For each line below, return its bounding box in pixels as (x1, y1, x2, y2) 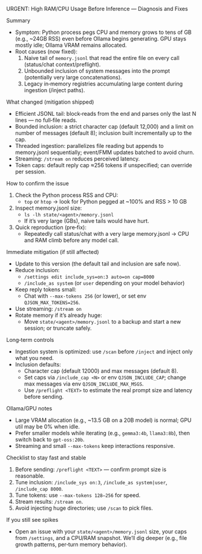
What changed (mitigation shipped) (6, 98, 94, 105)
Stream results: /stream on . (15, 498, 83, 505)
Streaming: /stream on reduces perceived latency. (15, 155, 140, 162)
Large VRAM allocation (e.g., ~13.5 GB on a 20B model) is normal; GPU (15, 416, 192, 424)
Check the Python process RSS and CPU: (15, 192, 119, 199)
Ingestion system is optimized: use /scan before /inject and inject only (15, 348, 193, 355)
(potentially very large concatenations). (24, 74, 122, 81)
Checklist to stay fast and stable (6, 454, 86, 461)
